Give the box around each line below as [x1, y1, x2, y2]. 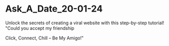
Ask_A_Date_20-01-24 [5, 3, 103, 15]
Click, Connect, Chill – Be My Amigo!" [5, 35, 84, 41]
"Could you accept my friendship [5, 25, 75, 31]
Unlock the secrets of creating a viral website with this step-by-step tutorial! [5, 20, 164, 26]
